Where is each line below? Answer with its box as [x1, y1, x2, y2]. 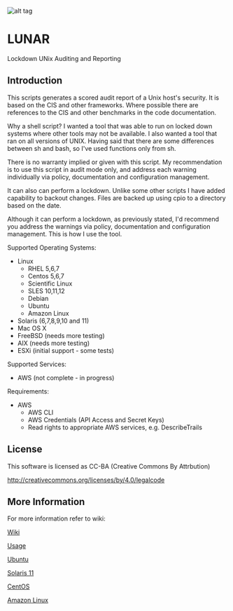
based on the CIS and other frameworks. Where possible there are [7, 100, 199, 109]
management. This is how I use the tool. [7, 229, 122, 238]
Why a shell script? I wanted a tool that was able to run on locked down [7, 121, 213, 130]
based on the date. [7, 201, 62, 210]
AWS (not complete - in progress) [17, 373, 115, 382]
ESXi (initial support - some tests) [17, 346, 114, 354]
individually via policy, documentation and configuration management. [7, 173, 210, 181]
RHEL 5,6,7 [27, 264, 59, 273]
